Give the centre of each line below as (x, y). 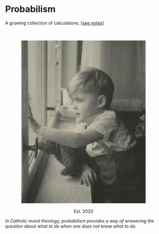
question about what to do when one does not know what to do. (71, 226)
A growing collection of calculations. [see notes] (55, 23)
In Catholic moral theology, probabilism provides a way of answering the (80, 221)
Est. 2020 (83, 211)
